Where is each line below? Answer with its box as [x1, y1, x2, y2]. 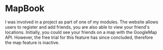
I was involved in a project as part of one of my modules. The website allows [5, 19, 159, 25]
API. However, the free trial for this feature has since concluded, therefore [5, 34, 153, 40]
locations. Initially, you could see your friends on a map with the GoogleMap [5, 29, 157, 35]
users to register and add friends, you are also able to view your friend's [5, 24, 150, 30]
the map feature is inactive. [5, 39, 60, 45]
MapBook [5, 3, 45, 14]
